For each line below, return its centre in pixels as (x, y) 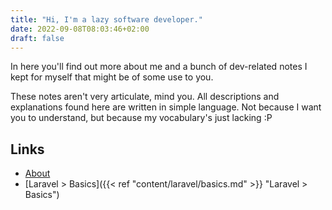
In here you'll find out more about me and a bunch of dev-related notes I (159, 67)
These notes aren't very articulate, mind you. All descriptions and (145, 97)
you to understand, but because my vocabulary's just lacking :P (141, 118)
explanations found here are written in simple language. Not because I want (166, 107)
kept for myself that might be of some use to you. (112, 77)
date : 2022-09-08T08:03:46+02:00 (80, 29)
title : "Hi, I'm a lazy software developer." (106, 19)
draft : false (37, 38)
